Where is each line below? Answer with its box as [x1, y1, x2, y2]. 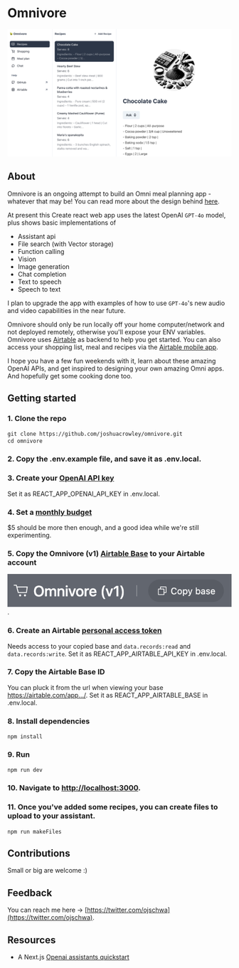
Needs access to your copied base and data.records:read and [7, 642, 191, 650]
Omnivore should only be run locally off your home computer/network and [7, 320, 225, 329]
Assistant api [17, 232, 56, 240]
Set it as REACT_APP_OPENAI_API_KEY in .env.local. [7, 489, 160, 498]
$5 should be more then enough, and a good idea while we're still [7, 523, 199, 531]
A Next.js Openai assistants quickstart [17, 953, 129, 962]
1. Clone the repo [7, 414, 67, 423]
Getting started [7, 393, 77, 405]
